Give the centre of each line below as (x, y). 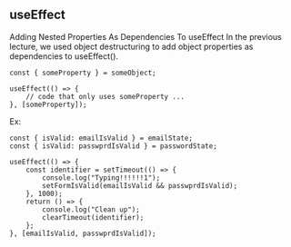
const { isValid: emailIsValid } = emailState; (101, 138)
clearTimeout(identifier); (93, 217)
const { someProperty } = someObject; (83, 73)
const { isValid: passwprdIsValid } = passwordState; (114, 146)
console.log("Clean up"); (91, 209)
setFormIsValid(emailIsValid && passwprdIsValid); (140, 185)
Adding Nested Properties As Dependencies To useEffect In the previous (145, 36)
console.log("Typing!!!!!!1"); (101, 178)
